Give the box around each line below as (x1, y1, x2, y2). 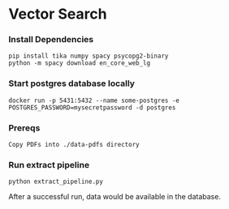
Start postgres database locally (8, 78, 136, 89)
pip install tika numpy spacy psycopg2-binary (8, 52, 169, 61)
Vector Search (8, 5, 107, 23)
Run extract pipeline (8, 160, 90, 170)
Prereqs (8, 122, 41, 134)
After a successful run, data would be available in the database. (8, 192, 222, 202)
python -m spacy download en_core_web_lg (8, 59, 151, 67)
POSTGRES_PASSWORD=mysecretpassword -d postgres (8, 103, 176, 112)
